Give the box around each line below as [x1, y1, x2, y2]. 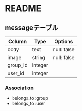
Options [54, 38, 73, 45]
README [5, 3, 41, 14]
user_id [7, 70, 24, 77]
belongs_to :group [12, 95, 48, 101]
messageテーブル [5, 23, 58, 32]
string [32, 54, 45, 61]
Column [8, 38, 27, 45]
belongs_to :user [12, 100, 45, 107]
